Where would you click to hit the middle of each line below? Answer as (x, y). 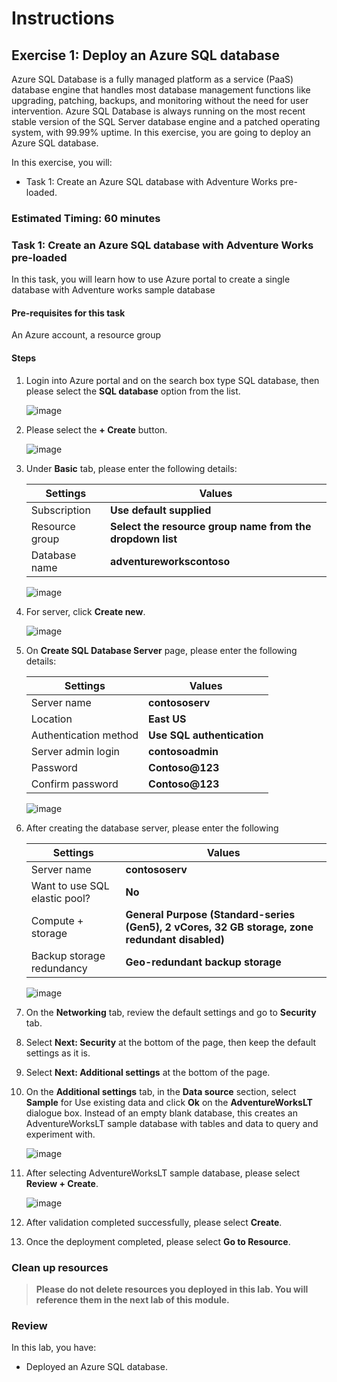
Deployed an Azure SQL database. (96, 1367)
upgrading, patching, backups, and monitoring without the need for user (160, 100)
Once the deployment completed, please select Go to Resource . (158, 1241)
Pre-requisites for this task (68, 313)
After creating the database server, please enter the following (152, 828)
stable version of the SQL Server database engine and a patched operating (166, 121)
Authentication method (84, 735)
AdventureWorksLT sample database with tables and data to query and (172, 1123)
